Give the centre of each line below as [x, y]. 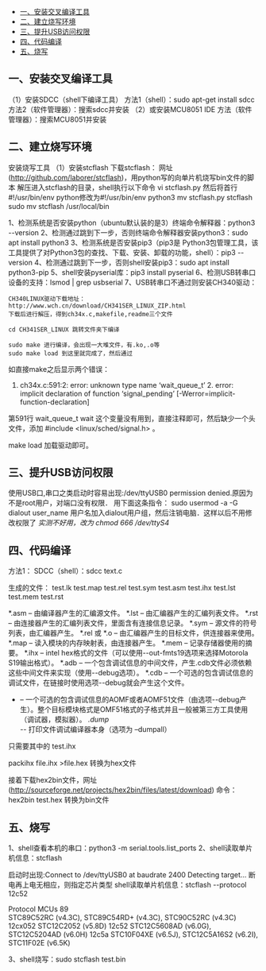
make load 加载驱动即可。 [50, 445]
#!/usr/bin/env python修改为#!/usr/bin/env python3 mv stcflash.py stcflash [130, 197]
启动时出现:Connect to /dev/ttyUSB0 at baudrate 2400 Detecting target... [127, 875]
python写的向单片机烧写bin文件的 [193, 177]
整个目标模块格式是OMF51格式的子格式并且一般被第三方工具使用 [143, 710]
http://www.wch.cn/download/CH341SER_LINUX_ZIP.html [97, 306]
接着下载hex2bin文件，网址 [53, 780]
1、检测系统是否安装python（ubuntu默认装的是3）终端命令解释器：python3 [132, 222]
